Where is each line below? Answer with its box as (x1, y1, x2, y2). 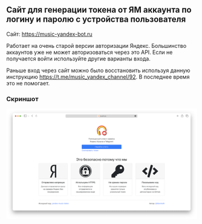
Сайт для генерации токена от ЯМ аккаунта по (6, 5, 192, 15)
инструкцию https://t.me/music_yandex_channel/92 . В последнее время (6, 73, 190, 81)
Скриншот (6, 94, 39, 103)
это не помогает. (6, 79, 50, 87)
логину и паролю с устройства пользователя (6, 15, 186, 25)
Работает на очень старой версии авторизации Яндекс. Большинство (6, 42, 187, 49)
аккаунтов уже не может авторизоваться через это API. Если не (6, 48, 173, 56)
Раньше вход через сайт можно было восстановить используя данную (6, 67, 191, 74)
